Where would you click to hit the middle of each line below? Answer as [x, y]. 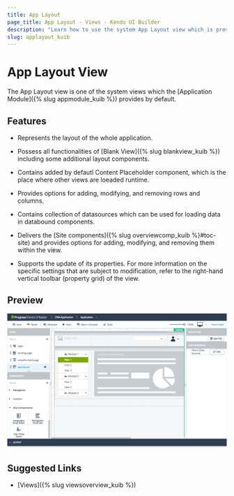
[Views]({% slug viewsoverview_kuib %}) [77, 485]
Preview [25, 300]
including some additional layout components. [83, 159]
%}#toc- [204, 235]
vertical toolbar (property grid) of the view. [78, 278]
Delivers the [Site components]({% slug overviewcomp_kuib [103, 235]
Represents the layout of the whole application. [85, 138]
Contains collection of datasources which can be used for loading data [119, 214]
